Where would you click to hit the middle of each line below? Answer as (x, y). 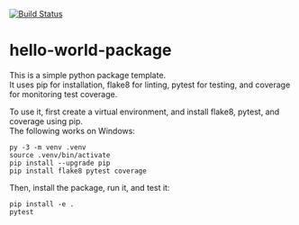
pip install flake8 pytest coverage (78, 171)
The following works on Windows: (72, 130)
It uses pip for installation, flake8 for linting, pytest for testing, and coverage (150, 85)
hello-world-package (91, 50)
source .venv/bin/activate (60, 155)
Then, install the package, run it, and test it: (90, 187)
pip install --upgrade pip (60, 163)
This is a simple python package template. (88, 75)
